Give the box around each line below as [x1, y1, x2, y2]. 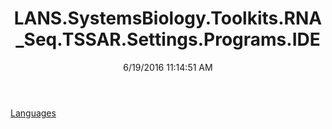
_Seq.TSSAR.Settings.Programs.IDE [15, 28, 321, 51]
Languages [10, 107, 57, 119]
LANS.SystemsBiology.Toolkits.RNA [13, 7, 323, 30]
